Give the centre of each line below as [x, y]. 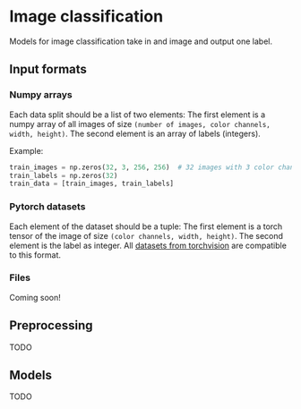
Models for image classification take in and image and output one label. [141, 41]
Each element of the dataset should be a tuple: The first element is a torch [146, 226]
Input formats [48, 69]
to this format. [35, 255]
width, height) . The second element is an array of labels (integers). [135, 133]
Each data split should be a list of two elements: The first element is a [138, 115]
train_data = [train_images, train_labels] [92, 184]
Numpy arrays [41, 95]
